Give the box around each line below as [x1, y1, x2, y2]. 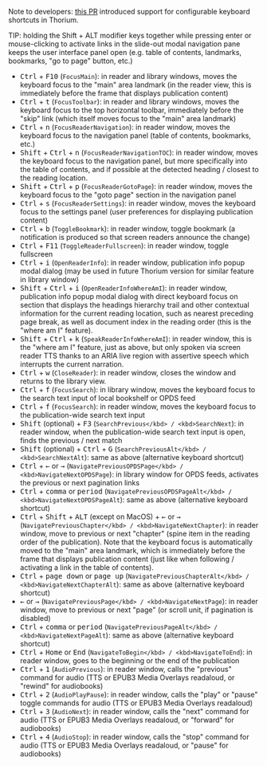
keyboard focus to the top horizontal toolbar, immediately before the [19, 105, 245, 115]
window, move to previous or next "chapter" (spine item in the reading [19, 529, 250, 538]
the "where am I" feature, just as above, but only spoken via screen [19, 343, 241, 352]
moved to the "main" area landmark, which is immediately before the [19, 546, 245, 555]
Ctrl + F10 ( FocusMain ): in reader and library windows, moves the [19, 72, 238, 81]
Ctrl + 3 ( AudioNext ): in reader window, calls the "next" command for [19, 707, 249, 716]
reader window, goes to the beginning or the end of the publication [19, 656, 240, 665]
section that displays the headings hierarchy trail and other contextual [19, 301, 249, 309]
